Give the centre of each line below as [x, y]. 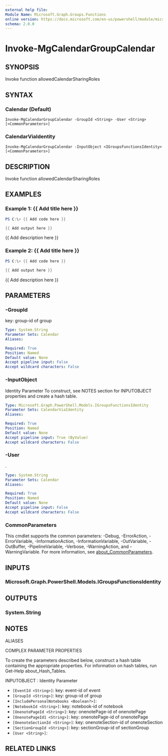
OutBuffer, [16, 546]
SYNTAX [19, 95]
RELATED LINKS [30, 748]
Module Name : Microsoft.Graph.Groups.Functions [56, 15]
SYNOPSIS [22, 67]
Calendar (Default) [28, 109]
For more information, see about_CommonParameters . [97, 552]
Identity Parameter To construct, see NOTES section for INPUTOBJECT [78, 391]
